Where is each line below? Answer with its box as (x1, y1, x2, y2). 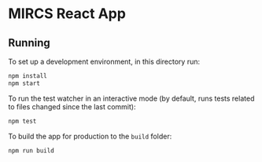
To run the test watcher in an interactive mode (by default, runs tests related (8, 94, 255, 103)
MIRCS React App (8, 5, 126, 23)
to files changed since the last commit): (8, 101, 136, 111)
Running (8, 36, 51, 50)
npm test (8, 117, 37, 125)
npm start (8, 79, 41, 87)
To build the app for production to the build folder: (8, 131, 172, 141)
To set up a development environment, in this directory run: (8, 57, 201, 66)
